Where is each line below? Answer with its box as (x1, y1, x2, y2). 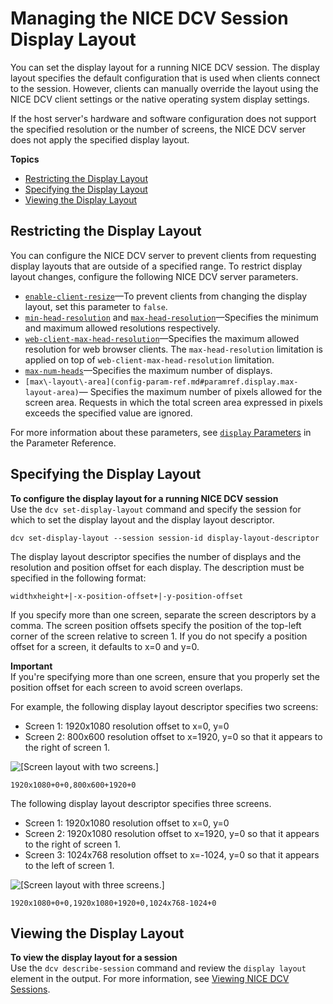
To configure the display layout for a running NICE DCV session (10, 492, 279, 504)
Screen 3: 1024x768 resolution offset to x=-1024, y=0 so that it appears (24, 848, 320, 861)
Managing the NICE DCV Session (10, 7, 289, 30)
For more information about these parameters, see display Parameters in (10, 426, 312, 438)
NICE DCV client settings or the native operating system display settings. (10, 93, 310, 105)
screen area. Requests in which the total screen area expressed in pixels (24, 396, 324, 408)
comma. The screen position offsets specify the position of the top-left (10, 619, 302, 631)
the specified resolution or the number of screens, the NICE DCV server (10, 123, 306, 135)
